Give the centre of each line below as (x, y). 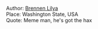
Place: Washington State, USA (42, 14)
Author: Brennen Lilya (32, 8)
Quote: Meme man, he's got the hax (49, 20)
